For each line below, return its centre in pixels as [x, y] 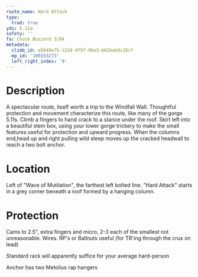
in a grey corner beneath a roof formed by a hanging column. [81, 192]
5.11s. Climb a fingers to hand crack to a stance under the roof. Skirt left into [98, 120]
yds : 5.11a [20, 28]
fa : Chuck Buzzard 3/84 [35, 39]
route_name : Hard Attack [37, 12]
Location [28, 169]
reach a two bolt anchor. [36, 145]
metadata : [18, 45]
